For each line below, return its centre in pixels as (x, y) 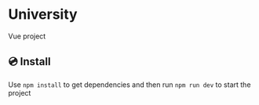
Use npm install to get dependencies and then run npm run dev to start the (129, 85)
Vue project (27, 36)
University (43, 14)
